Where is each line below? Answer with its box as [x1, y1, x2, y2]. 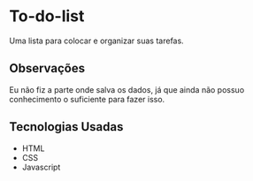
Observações [9, 61, 86, 76]
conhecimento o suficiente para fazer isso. [9, 94, 165, 104]
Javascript [21, 162, 61, 172]
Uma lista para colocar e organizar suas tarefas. [9, 35, 184, 46]
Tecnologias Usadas [9, 119, 124, 134]
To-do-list [9, 6, 85, 26]
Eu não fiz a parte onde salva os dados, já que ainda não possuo [9, 84, 245, 94]
